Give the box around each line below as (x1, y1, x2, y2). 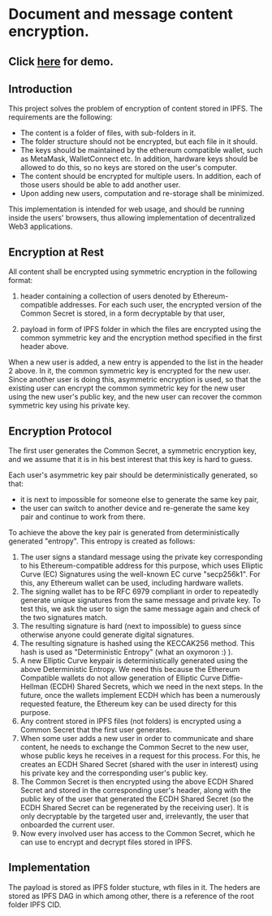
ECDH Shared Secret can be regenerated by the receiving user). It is (19, 803, 249, 813)
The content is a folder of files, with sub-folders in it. (19, 128, 196, 138)
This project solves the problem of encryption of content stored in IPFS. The (8, 103, 263, 114)
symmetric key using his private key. (8, 400, 131, 411)
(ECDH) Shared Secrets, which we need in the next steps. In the (50, 682, 264, 691)
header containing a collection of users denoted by (19, 291, 192, 301)
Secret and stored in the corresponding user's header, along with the (19, 786, 252, 796)
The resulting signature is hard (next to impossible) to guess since (19, 622, 242, 631)
